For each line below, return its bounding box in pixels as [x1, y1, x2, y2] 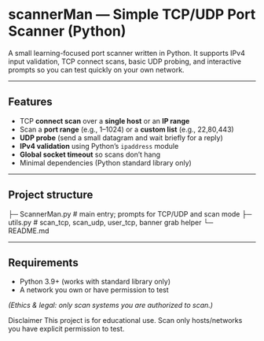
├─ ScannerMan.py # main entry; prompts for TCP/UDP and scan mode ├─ [8, 209, 252, 218]
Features [8, 95, 53, 109]
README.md [8, 226, 49, 235]
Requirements [8, 256, 79, 269]
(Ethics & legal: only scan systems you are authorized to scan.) [8, 301, 214, 310]
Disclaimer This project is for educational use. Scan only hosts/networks [8, 316, 243, 325]
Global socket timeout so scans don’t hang [19, 150, 161, 159]
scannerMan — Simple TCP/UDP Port [8, 6, 256, 24]
